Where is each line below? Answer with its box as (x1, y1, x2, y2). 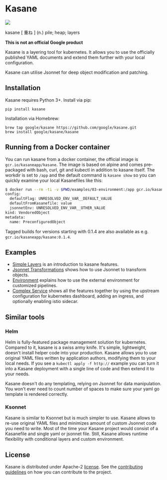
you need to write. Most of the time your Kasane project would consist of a (5, 426, 158, 432)
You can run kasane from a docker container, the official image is (5, 156, 138, 162)
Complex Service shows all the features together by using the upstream (12, 288, 160, 294)
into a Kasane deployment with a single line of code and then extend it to (5, 366, 155, 372)
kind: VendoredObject (5, 210, 50, 215)
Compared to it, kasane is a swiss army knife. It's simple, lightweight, (5, 344, 147, 350)
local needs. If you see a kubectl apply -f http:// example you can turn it (5, 360, 159, 366)
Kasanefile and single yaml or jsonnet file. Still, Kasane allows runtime (5, 431, 148, 437)
